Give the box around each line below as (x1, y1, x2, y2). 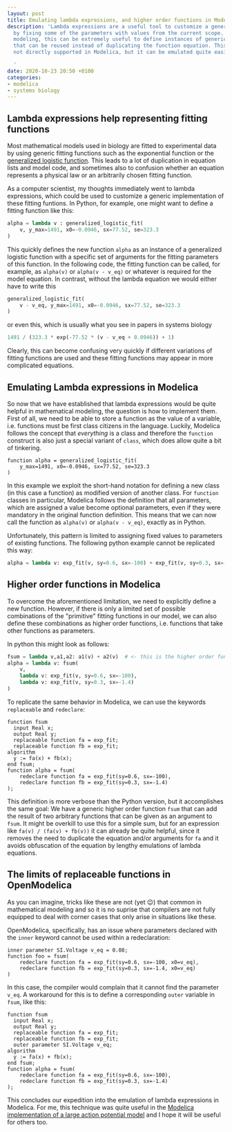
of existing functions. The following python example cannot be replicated (7, 539, 215, 547)
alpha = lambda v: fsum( (7, 660, 79, 667)
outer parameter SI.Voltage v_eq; (13, 1041, 113, 1048)
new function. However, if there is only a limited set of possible (7, 604, 186, 613)
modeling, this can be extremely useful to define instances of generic (13, 36, 227, 43)
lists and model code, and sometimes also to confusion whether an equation (7, 164, 224, 172)
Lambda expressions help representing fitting (7, 112, 209, 124)
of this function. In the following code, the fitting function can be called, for (7, 260, 221, 268)
